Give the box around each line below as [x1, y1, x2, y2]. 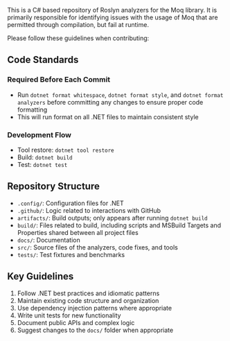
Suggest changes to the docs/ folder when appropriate [17, 326, 174, 334]
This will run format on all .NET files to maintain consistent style [17, 112, 199, 121]
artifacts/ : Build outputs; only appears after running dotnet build [17, 213, 208, 222]
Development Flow [7, 130, 71, 139]
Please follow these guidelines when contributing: [7, 34, 150, 42]
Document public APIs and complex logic [17, 318, 135, 326]
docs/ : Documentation [17, 236, 81, 244]
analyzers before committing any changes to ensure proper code [17, 98, 204, 106]
